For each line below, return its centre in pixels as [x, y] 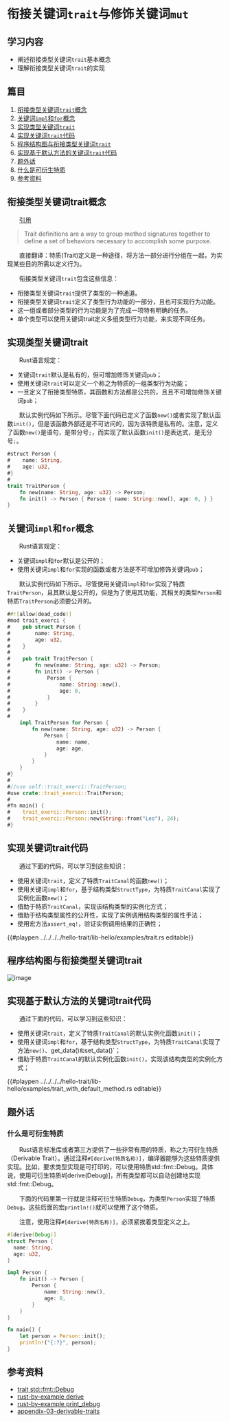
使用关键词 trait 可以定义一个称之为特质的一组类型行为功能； [103, 384]
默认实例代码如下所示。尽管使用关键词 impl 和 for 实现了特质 [102, 584]
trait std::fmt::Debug [45, 1389]
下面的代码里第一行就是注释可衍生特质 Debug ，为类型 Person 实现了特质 [117, 1199]
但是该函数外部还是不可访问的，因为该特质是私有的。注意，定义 [128, 424]
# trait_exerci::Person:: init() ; [59, 812]
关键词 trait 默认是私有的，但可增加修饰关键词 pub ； [90, 375]
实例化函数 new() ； [43, 898]
